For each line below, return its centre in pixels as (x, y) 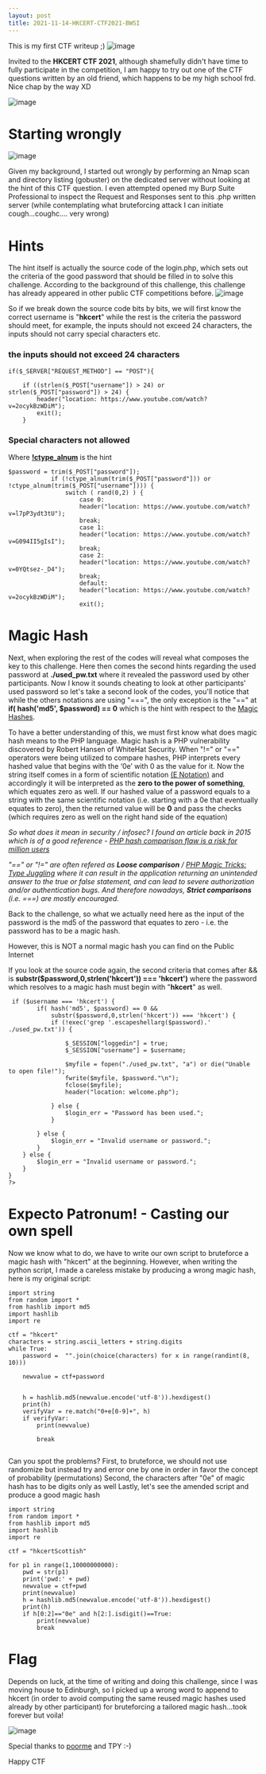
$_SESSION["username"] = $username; (125, 1050)
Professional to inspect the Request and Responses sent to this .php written (132, 197)
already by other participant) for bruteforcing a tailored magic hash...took (128, 1706)
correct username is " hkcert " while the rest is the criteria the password (125, 317)
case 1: (92, 527)
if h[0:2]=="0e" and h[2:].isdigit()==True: (97, 1614)
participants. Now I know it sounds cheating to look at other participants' (127, 683)
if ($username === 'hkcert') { (63, 1001)
